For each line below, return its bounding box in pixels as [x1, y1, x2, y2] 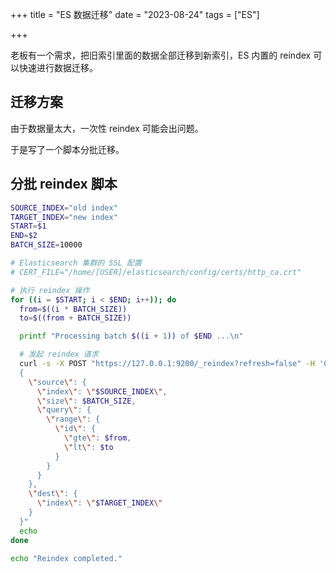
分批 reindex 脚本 [10, 176, 118, 193]
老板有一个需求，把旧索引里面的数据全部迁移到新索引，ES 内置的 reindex [10, 49, 312, 61]
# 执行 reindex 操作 [10, 285, 90, 295]
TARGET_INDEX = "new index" [10, 212, 118, 222]
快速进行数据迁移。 [18, 62, 98, 73]
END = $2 [10, 231, 38, 241]
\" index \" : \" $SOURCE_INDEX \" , [36, 386, 168, 397]
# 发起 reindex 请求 [19, 349, 99, 360]
